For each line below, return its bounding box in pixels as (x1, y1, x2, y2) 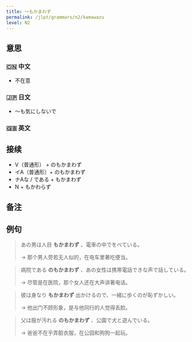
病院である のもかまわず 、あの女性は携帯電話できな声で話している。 (20, 266, 190, 273)
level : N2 (6, 20, 31, 25)
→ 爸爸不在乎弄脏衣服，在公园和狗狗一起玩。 (20, 330, 131, 337)
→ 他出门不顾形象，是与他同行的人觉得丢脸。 (20, 304, 131, 311)
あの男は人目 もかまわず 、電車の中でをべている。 (20, 241, 143, 248)
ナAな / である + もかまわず (14, 176, 82, 183)
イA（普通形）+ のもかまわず (14, 168, 86, 175)
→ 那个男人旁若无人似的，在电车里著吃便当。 (20, 254, 131, 261)
